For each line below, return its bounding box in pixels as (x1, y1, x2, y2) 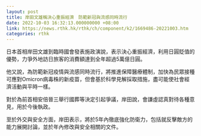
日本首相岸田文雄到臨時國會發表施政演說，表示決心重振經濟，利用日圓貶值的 (6, 48, 195, 55)
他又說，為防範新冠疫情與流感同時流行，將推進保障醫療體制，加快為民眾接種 (6, 68, 195, 75)
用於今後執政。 (16, 103, 54, 110)
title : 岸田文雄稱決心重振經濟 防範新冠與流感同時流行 (6, 14, 127, 20)
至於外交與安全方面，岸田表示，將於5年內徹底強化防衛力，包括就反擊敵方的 (6, 116, 193, 123)
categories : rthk (6, 31, 50, 37)
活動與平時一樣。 (11, 83, 54, 90)
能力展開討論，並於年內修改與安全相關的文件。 (6, 123, 121, 131)
